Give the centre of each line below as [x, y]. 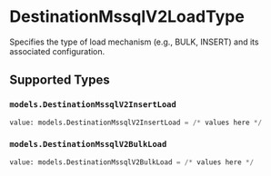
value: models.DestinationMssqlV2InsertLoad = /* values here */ [135, 122]
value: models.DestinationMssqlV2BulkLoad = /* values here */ [132, 162]
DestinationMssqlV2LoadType [127, 17]
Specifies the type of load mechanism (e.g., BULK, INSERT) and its [134, 42]
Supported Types [60, 80]
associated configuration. [57, 51]
